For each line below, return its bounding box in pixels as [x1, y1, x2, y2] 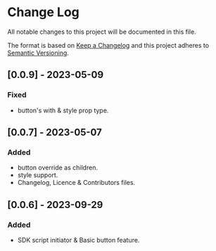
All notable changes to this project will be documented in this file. [7, 27, 197, 36]
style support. [17, 171, 58, 179]
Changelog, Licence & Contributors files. [17, 179, 136, 187]
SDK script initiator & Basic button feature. [17, 236, 140, 244]
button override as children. [17, 163, 99, 172]
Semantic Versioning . [7, 49, 69, 57]
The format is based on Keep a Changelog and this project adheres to [7, 41, 210, 49]
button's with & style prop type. [17, 106, 109, 115]
